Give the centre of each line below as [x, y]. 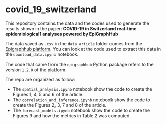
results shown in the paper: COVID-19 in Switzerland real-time [71, 28]
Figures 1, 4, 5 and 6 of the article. [48, 94]
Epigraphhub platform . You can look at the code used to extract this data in [83, 49]
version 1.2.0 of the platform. [36, 70]
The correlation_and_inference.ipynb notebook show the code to [81, 100]
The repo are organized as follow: [40, 79]
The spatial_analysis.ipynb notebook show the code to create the [82, 89]
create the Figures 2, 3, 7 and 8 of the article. [60, 105]
